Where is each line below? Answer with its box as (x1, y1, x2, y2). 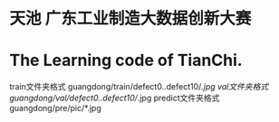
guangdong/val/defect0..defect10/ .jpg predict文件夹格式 (9, 92, 220, 104)
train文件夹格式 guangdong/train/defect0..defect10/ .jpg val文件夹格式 (9, 81, 269, 92)
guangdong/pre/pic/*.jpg (9, 103, 101, 114)
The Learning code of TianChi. (9, 51, 243, 70)
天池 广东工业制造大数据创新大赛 (9, 8, 252, 29)
